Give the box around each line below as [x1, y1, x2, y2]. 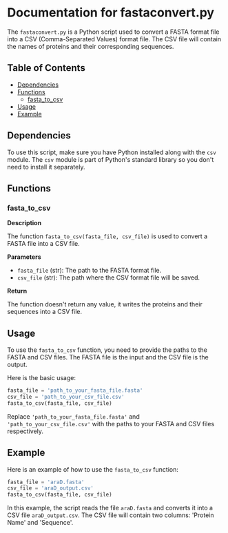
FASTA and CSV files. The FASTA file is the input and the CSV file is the [7, 353, 209, 362]
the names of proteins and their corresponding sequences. [7, 42, 174, 50]
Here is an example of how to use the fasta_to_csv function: [7, 465, 179, 473]
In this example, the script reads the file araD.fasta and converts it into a [7, 504, 214, 512]
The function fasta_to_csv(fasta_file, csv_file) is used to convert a [7, 232, 208, 240]
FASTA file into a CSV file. [7, 240, 81, 248]
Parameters [7, 253, 41, 261]
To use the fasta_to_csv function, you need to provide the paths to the [7, 346, 208, 354]
